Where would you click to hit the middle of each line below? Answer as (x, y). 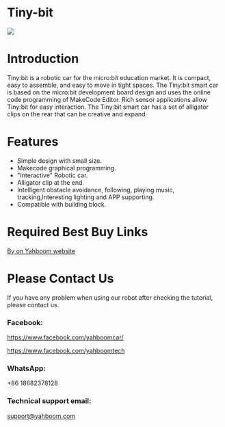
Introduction (43, 59)
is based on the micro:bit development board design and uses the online (109, 92)
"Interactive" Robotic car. (52, 175)
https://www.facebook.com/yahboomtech (66, 350)
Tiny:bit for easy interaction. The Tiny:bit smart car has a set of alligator (108, 107)
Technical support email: (49, 401)
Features (33, 142)
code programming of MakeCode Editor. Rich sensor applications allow (107, 99)
